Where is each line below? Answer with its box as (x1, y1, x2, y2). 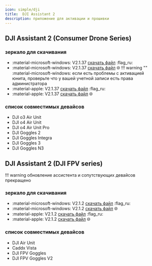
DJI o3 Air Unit (12, 115, 42, 120)
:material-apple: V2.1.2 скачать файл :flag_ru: (12, 211, 104, 217)
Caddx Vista (12, 245, 37, 250)
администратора (12, 81, 47, 86)
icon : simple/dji (5, 7, 40, 12)
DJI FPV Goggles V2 (12, 255, 53, 261)
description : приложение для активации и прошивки (5, 16, 109, 21)
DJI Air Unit (12, 240, 35, 246)
